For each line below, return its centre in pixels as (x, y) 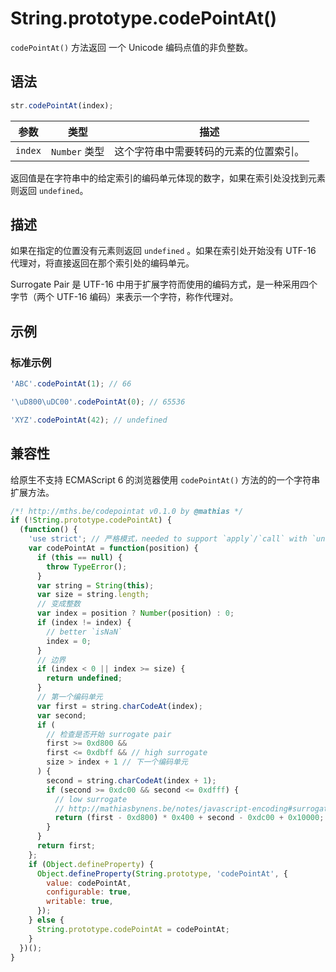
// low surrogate (91, 799)
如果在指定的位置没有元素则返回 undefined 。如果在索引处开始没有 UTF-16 (163, 251)
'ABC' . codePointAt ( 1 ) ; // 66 (71, 384)
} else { (46, 920)
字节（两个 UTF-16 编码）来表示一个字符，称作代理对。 (124, 297)
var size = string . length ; (93, 595)
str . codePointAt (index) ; (62, 105)
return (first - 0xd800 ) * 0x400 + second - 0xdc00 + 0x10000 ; (189, 818)
